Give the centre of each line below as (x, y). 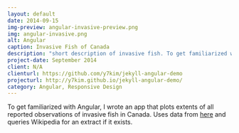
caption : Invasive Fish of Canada (59, 47)
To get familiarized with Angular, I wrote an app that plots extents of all (111, 107)
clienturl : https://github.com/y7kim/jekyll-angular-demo (95, 73)
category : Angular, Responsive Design (65, 87)
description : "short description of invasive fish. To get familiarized (117, 54)
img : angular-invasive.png (47, 34)
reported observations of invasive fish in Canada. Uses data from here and (117, 115)
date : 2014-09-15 (33, 21)
